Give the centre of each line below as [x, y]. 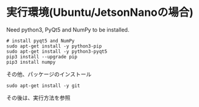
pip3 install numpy [31, 62]
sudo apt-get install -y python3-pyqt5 [57, 51]
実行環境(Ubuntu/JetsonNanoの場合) [100, 12]
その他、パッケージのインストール [49, 74]
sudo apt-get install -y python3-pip [54, 46]
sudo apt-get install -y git [43, 86]
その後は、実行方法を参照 [38, 97]
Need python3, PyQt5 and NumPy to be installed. [68, 29]
